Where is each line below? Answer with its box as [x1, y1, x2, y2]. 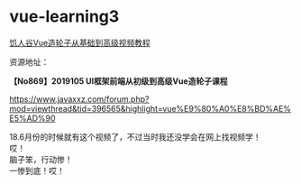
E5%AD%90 [9, 113, 56, 124]
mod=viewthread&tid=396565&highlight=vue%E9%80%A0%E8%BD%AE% [9, 103, 291, 114]
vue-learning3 [9, 6, 120, 27]
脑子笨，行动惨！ [9, 153, 73, 164]
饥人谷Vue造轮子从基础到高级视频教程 [9, 37, 151, 48]
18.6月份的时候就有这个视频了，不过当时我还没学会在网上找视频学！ [9, 131, 261, 142]
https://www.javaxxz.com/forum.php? [9, 93, 150, 105]
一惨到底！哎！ [9, 165, 65, 176]
